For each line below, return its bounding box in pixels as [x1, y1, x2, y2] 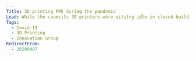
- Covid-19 [11, 24, 38, 31]
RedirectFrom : [6, 41, 41, 47]
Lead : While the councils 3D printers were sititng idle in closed [6, 14, 174, 20]
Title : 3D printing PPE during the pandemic [6, 8, 116, 15]
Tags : [6, 19, 19, 25]
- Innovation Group [11, 35, 59, 41]
